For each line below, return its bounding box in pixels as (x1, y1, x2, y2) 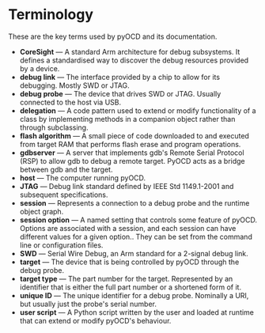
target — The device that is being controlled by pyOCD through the (19, 257, 240, 267)
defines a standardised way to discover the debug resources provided (19, 55, 249, 65)
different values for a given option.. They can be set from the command (19, 232, 253, 241)
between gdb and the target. (19, 165, 113, 174)
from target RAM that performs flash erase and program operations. (19, 139, 241, 149)
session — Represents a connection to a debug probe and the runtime (19, 198, 250, 207)
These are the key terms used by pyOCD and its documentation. (8, 32, 218, 41)
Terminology (8, 6, 93, 24)
